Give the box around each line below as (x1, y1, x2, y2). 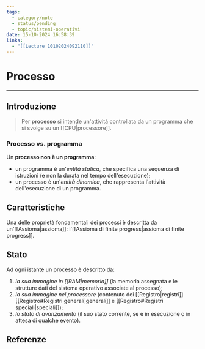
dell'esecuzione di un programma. (15, 184, 101, 192)
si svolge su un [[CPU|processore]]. (21, 124, 112, 132)
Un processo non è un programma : (6, 153, 96, 160)
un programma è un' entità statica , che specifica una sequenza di (15, 165, 179, 172)
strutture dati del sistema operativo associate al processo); (15, 284, 163, 291)
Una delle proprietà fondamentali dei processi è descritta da (6, 219, 157, 226)
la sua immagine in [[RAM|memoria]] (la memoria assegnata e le (15, 277, 178, 285)
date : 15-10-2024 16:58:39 (6, 32, 75, 38)
